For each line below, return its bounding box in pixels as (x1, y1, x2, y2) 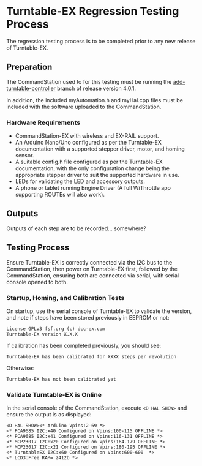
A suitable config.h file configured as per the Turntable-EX (15, 158, 163, 166)
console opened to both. (6, 278, 69, 285)
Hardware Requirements (6, 118, 81, 127)
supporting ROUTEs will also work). (15, 191, 105, 198)
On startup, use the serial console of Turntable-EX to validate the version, (6, 307, 192, 315)
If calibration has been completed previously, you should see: (6, 342, 162, 349)
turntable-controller (6, 85, 56, 92)
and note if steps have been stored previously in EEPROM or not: (6, 314, 170, 321)
